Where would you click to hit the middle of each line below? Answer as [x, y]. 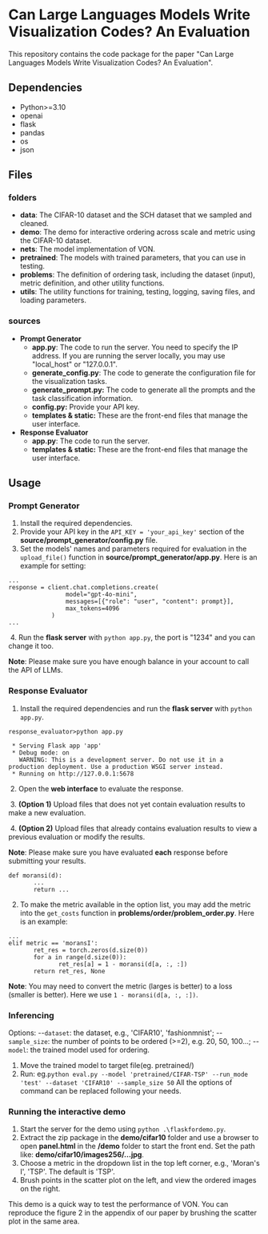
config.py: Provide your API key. [86, 407]
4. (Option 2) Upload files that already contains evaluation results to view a [134, 828]
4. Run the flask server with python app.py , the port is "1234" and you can [133, 637]
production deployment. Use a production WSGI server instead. [116, 767]
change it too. [31, 646]
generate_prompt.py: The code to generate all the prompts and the [144, 390]
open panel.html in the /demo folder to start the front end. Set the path [138, 1146]
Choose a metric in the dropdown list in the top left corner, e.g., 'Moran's [140, 1163]
